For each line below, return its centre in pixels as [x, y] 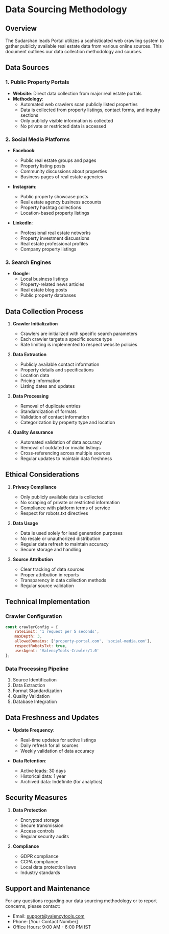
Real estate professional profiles [54, 243]
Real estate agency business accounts [61, 202]
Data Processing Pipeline [37, 669]
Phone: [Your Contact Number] [45, 922]
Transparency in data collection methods [63, 580]
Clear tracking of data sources [52, 569]
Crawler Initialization [35, 324]
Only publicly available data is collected [62, 497]
